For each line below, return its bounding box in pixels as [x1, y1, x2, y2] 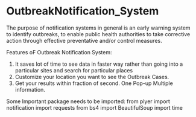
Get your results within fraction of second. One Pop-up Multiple [14, 80, 173, 87]
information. [14, 86, 45, 93]
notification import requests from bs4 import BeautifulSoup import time [6, 104, 183, 111]
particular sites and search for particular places [14, 66, 133, 74]
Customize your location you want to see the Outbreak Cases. [14, 73, 169, 80]
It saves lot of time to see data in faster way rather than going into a [14, 60, 183, 68]
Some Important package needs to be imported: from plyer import [6, 98, 171, 105]
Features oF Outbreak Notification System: [6, 48, 113, 55]
